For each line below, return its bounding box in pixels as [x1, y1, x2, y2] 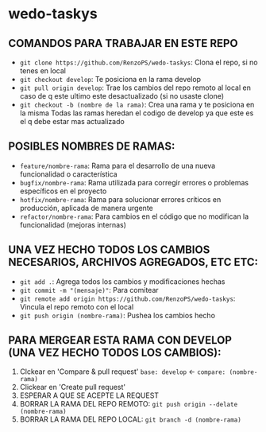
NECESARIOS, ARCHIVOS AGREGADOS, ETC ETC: [8, 255, 259, 269]
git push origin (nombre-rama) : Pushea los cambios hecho [19, 310, 216, 320]
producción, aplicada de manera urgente [19, 203, 153, 212]
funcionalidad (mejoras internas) [19, 220, 127, 229]
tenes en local [19, 66, 66, 76]
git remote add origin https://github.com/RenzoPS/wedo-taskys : [19, 294, 236, 303]
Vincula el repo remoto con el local [19, 302, 134, 311]
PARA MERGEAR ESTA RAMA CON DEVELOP [8, 333, 233, 347]
